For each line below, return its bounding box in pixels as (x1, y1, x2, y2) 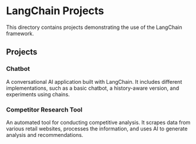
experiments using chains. (6, 90, 70, 98)
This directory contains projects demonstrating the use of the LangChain (6, 24, 182, 31)
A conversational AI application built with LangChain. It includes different (6, 78, 182, 85)
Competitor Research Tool (6, 105, 82, 113)
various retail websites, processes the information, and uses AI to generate (6, 125, 188, 132)
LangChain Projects (6, 4, 104, 18)
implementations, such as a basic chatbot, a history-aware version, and (6, 84, 180, 91)
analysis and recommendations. (6, 131, 84, 138)
